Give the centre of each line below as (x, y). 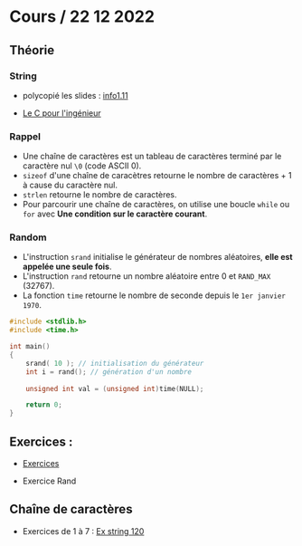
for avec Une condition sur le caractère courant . (115, 214)
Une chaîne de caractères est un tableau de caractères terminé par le (152, 157)
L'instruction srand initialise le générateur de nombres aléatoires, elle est (157, 257)
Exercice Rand (49, 481)
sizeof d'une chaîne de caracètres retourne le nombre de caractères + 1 (157, 176)
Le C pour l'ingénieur (61, 113)
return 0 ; (44, 405)
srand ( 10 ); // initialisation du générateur (115, 363)
